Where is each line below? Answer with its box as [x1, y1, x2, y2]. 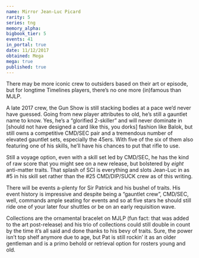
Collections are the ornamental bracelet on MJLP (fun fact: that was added [6, 215, 189, 222]
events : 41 [6, 36, 33, 42]
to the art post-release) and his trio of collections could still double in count [6, 221, 191, 228]
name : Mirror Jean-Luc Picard [6, 8, 81, 15]
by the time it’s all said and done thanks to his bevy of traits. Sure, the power [6, 227, 193, 235]
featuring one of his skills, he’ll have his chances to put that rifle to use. [6, 142, 180, 149]
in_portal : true [6, 42, 46, 48]
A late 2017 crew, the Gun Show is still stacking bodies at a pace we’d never [6, 105, 191, 112]
